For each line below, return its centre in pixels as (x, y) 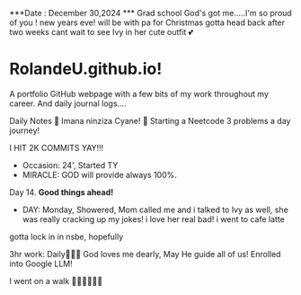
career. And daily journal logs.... (68, 103)
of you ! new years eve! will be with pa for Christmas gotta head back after (147, 22)
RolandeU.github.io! (86, 69)
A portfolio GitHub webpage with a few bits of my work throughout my (139, 94)
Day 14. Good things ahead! (62, 192)
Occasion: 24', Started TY (70, 165)
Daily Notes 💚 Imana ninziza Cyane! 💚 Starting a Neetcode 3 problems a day (150, 121)
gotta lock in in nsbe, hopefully (66, 237)
